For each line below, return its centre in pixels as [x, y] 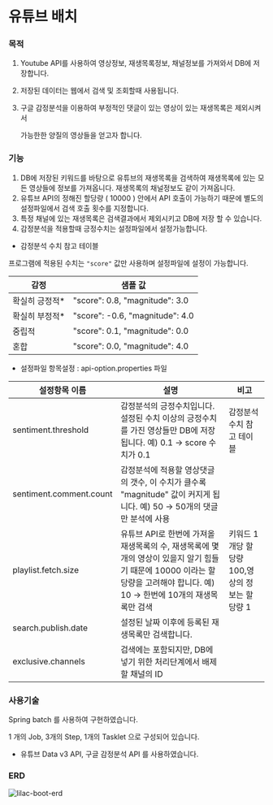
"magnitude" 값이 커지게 [166, 494]
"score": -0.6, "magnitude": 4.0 [133, 315]
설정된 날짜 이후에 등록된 [165, 622]
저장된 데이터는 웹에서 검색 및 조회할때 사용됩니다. [99, 91]
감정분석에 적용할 [152, 470]
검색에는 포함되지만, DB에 [167, 649]
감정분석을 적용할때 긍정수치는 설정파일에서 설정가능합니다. [114, 228]
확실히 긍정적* [39, 301]
